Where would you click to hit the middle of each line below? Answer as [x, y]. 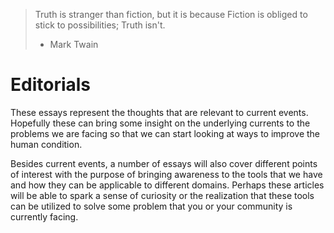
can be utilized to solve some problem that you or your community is [151, 206]
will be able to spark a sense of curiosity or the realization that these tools [162, 195]
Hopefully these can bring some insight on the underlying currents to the [160, 123]
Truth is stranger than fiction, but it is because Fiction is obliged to [171, 14]
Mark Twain [74, 44]
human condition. [46, 144]
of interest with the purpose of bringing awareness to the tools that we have [166, 174]
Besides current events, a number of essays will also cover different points [164, 163]
